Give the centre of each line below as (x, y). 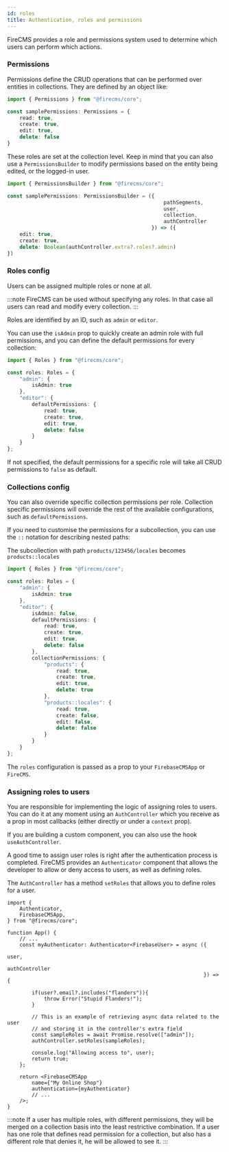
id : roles (21, 13)
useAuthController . (34, 842)
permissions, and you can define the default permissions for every (101, 340)
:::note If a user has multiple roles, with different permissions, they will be (110, 1120)
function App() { (32, 933)
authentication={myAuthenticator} (81, 1089)
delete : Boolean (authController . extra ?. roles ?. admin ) (98, 247)
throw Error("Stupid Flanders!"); (93, 999)
